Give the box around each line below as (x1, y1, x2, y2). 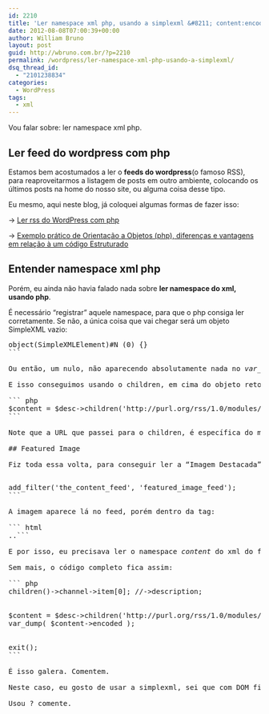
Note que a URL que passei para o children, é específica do (8, 428, 254, 437)
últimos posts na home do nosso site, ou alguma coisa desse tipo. (8, 184, 226, 193)
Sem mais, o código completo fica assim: (8, 563, 174, 572)
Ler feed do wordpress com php (8, 146, 171, 160)
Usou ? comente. (8, 699, 72, 708)
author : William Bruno (8, 34, 84, 42)
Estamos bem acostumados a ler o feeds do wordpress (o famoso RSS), (8, 167, 246, 177)
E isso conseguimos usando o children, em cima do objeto (8, 380, 241, 389)
